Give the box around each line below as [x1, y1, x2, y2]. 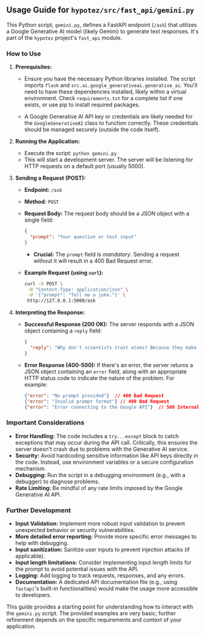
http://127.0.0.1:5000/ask [27, 298, 96, 304]
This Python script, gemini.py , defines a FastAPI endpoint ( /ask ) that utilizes [6, 21, 197, 28]
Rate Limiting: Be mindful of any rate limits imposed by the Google [15, 484, 183, 491]
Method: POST [24, 198, 59, 205]
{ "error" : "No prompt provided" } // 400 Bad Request [24, 392, 164, 399]
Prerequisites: [15, 64, 52, 71]
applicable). [15, 552, 45, 560]
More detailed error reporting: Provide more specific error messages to [15, 533, 197, 540]
